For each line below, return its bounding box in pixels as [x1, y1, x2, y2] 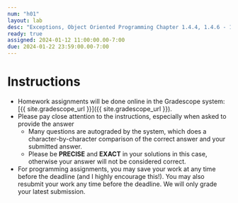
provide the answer [17, 120, 74, 128]
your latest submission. [17, 187, 86, 195]
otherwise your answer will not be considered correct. [28, 157, 186, 166]
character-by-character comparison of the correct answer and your [28, 134, 226, 143]
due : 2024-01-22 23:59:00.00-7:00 [7, 43, 110, 50]
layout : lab [7, 17, 42, 24]
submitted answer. [28, 142, 83, 151]
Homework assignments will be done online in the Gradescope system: [17, 97, 225, 105]
